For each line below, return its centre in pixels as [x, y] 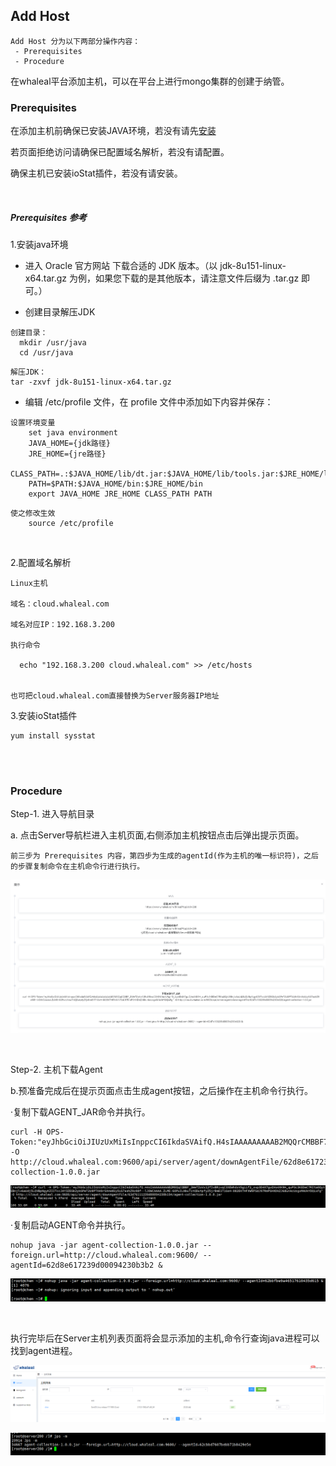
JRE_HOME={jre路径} [67, 454]
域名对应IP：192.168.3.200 [62, 625]
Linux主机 [29, 584]
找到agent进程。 [44, 1350]
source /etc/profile [71, 524]
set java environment [73, 433]
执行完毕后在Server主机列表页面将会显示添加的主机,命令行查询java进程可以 [165, 1338]
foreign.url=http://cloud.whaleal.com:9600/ [104, 1255]
